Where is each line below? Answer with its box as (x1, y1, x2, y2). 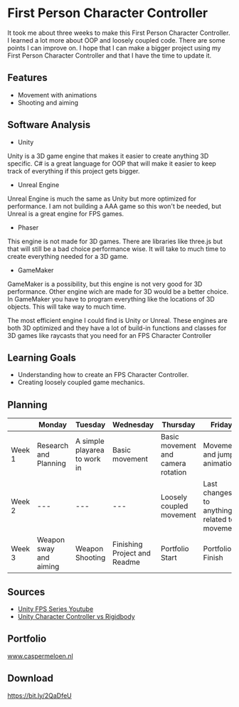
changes (203, 488, 233, 498)
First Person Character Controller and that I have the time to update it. (7, 51, 212, 60)
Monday (38, 420, 68, 430)
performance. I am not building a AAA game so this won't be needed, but (7, 201, 222, 211)
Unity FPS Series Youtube (17, 605, 94, 613)
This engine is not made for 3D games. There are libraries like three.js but (7, 237, 223, 245)
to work (75, 454, 101, 464)
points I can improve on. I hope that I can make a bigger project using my (7, 43, 221, 52)
